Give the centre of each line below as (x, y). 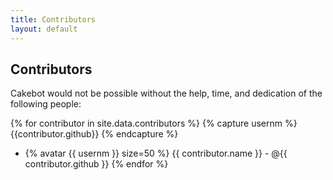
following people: (46, 104)
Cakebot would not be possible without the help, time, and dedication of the (166, 93)
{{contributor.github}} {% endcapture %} (94, 134)
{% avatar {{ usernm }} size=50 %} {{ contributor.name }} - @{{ (156, 153)
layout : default (44, 29)
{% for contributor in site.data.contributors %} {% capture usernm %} (154, 123)
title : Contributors (53, 19)
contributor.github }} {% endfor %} (96, 164)
